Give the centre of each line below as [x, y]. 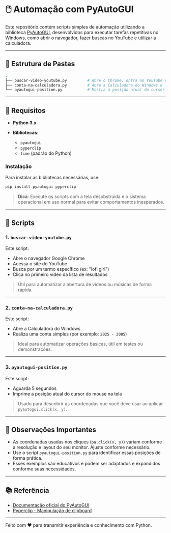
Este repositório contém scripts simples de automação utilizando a [75, 27]
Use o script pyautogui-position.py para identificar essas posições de [87, 453]
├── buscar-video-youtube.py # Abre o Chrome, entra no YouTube [84, 80]
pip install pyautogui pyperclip [41, 187]
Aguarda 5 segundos [35, 388]
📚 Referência [27, 490]
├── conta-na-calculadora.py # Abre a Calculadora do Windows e [84, 85]
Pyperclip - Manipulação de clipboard [52, 511]
